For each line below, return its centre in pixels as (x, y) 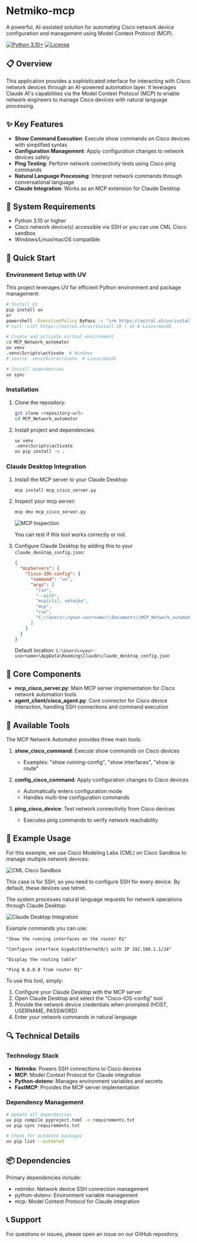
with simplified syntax (41, 144)
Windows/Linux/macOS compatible (57, 239)
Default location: (34, 651)
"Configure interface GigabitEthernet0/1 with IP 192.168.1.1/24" (89, 949)
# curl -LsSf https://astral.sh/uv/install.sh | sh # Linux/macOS (89, 326)
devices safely (32, 157)
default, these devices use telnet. (46, 888)
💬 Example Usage (39, 839)
